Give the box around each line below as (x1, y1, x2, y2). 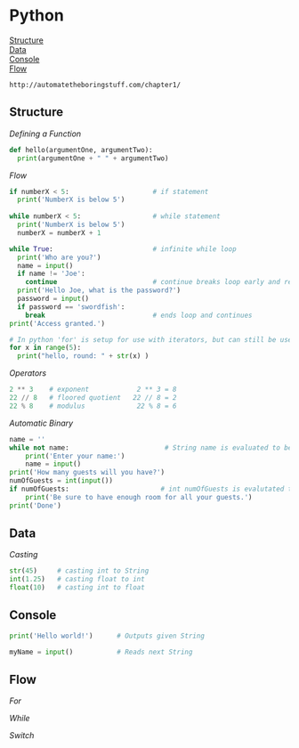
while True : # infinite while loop (9, 244, 238, 254)
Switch (9, 730, 35, 741)
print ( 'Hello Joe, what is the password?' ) (17, 286, 181, 295)
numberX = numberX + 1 (17, 228, 101, 237)
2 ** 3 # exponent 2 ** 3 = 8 (9, 385, 177, 394)
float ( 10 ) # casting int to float (9, 583, 145, 592)
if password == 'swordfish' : (17, 302, 125, 312)
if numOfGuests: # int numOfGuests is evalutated (9, 484, 285, 493)
